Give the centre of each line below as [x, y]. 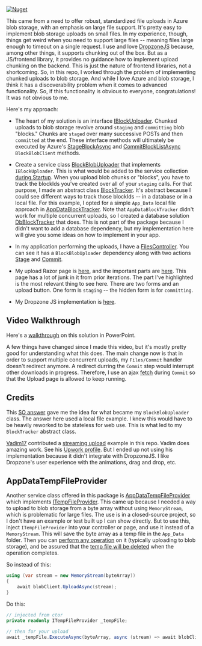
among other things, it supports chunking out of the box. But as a [87, 53]
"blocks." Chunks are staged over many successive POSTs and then [99, 134]
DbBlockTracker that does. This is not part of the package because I [99, 222]
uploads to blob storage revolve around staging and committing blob [99, 127]
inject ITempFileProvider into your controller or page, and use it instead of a [100, 528]
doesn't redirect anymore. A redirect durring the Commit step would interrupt [100, 366]
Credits [20, 398]
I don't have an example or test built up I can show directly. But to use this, [98, 521]
